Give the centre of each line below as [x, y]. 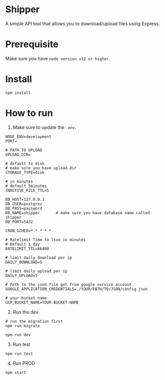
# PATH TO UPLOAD [24, 150]
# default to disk [25, 163]
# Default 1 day [23, 244]
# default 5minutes [26, 186]
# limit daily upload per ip [36, 271]
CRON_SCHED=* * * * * [28, 231]
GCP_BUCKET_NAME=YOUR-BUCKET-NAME [42, 302]
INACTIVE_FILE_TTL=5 [27, 191]
